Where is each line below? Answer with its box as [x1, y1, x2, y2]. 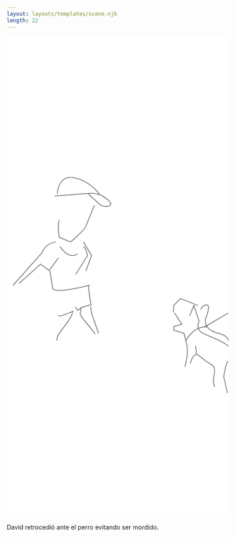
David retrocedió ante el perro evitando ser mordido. [6, 523, 159, 532]
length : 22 [6, 17, 39, 24]
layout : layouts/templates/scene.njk [6, 10, 118, 18]
